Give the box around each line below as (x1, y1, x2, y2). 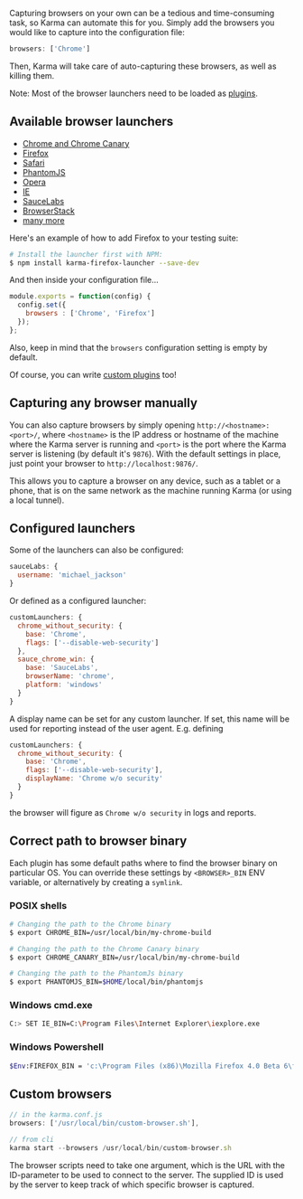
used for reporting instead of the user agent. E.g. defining (9, 722, 224, 733)
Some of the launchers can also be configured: (9, 544, 184, 555)
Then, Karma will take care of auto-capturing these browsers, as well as (9, 61, 277, 71)
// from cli (9, 1135, 54, 1145)
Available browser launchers (9, 114, 174, 129)
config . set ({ (17, 300, 67, 310)
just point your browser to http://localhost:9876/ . (9, 458, 198, 468)
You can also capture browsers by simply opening (9, 420, 196, 430)
